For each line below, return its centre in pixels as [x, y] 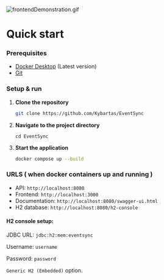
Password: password [31, 259]
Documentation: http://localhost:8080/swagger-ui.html [87, 201]
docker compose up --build [49, 159]
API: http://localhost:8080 [50, 188]
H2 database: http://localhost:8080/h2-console [77, 207]
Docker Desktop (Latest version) [56, 67]
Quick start [35, 34]
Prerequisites [27, 53]
